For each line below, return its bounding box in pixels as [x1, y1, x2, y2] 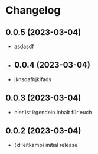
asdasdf [14, 43, 34, 50]
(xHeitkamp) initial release [14, 142, 78, 149]
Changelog [5, 4, 61, 17]
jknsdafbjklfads [14, 75, 51, 83]
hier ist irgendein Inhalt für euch [14, 108, 92, 115]
